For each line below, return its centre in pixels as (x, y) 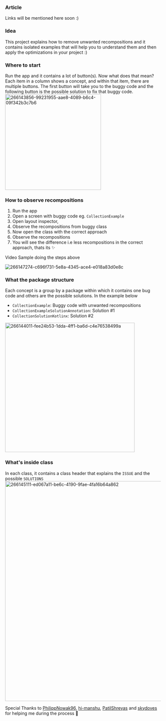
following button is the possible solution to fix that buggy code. (69, 91)
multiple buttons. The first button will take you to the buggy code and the (79, 86)
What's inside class (29, 463)
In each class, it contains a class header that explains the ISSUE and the (78, 473)
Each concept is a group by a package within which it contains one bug (78, 291)
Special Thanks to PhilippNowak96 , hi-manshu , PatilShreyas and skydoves (81, 708)
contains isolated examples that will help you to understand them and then (81, 47)
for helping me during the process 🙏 (42, 713)
